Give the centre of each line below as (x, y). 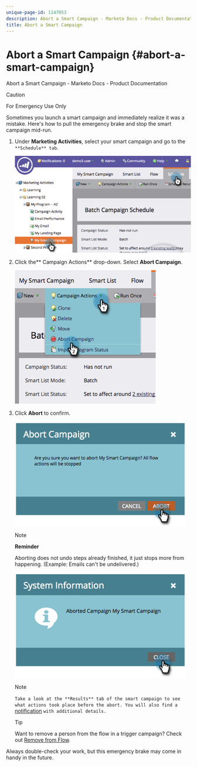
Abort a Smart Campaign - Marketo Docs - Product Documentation (87, 84)
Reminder (27, 546)
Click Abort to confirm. (43, 413)
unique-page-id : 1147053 (36, 12)
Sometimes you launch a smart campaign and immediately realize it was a (95, 118)
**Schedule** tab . (36, 148)
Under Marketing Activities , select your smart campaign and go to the (100, 142)
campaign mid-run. (29, 130)
